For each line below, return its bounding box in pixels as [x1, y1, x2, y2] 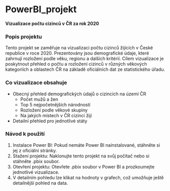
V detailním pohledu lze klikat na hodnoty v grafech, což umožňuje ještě [12, 174, 164, 180]
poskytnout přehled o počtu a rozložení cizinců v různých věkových [5, 61, 147, 67]
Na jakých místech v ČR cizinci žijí [20, 112, 92, 118]
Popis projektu [5, 33, 42, 40]
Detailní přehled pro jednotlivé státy [12, 118, 88, 124]
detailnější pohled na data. [12, 180, 68, 186]
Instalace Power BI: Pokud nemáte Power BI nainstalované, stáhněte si [12, 142, 160, 148]
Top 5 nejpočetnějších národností [20, 101, 91, 107]
